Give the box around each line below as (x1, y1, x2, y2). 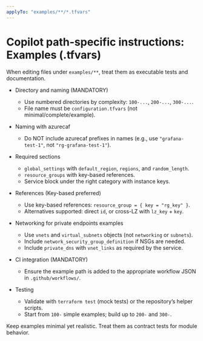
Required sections (15, 153, 61, 160)
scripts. (24, 304, 44, 311)
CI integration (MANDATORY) (15, 256, 88, 263)
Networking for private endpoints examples (15, 219, 124, 227)
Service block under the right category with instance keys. (24, 177, 171, 185)
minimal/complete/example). (24, 111, 96, 119)
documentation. (6, 74, 46, 82)
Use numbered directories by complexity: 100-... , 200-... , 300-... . (24, 98, 194, 105)
